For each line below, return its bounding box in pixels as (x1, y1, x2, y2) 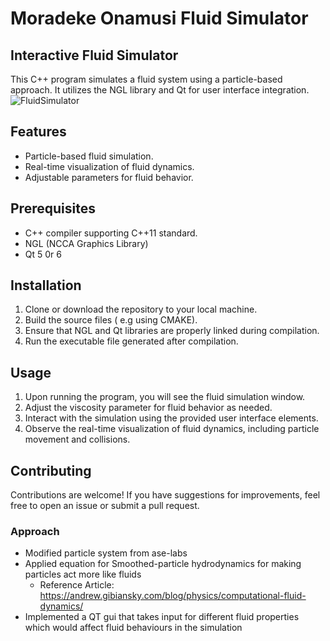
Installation (10, 277, 82, 294)
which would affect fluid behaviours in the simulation (24, 622, 243, 634)
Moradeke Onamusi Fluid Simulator (10, 7, 309, 30)
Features (10, 123, 67, 141)
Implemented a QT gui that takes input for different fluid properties (24, 611, 300, 623)
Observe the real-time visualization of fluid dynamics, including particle (24, 423, 320, 435)
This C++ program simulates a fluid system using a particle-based (10, 73, 283, 85)
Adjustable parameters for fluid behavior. (24, 171, 194, 183)
